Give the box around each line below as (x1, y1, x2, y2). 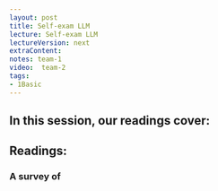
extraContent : (9, 47, 63, 56)
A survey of (9, 170, 61, 183)
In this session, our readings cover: (9, 113, 211, 128)
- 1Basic (9, 80, 42, 89)
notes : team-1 (9, 55, 63, 64)
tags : (9, 72, 30, 81)
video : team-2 (9, 64, 66, 73)
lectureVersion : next (9, 38, 91, 48)
